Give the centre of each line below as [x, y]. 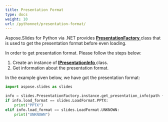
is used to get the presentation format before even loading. [66, 43]
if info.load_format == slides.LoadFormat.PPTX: [57, 100]
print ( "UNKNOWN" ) [32, 114]
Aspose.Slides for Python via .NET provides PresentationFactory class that [83, 38]
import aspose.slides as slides [39, 87]
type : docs [16, 14]
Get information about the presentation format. [60, 68]
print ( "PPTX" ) [29, 105]
